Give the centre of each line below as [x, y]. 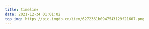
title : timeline [22, 10]
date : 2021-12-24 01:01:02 [33, 14]
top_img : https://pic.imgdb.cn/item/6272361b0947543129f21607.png [75, 19]
